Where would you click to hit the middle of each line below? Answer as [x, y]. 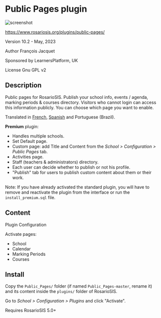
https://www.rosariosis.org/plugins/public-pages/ [55, 32]
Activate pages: [21, 234]
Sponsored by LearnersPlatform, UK [42, 60]
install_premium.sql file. [30, 197]
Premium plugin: [22, 126]
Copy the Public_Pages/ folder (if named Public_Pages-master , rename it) [79, 286]
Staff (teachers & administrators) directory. [55, 162]
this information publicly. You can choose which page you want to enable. [80, 107]
